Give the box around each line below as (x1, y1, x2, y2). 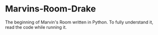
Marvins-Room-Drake (5, 3, 96, 14)
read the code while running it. (5, 24, 67, 30)
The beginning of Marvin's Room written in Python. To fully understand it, (5, 19, 154, 25)
